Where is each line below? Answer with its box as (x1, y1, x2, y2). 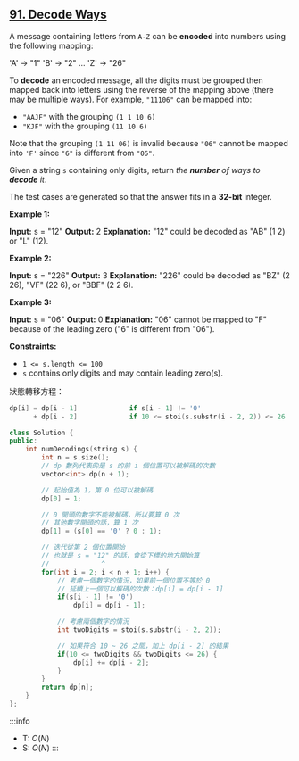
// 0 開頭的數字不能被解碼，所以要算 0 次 (41, 510, 180, 519)
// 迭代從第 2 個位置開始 (41, 543, 126, 552)
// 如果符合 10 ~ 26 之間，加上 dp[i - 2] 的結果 (56, 641, 229, 650)
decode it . (9, 174, 47, 185)
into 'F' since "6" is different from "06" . (9, 147, 155, 158)
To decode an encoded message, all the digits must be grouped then (9, 75, 263, 86)
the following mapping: (9, 40, 94, 51)
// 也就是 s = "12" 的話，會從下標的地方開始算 (41, 551, 200, 560)
